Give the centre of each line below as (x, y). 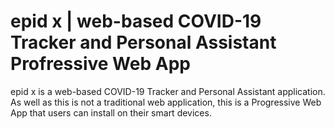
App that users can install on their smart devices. (111, 112)
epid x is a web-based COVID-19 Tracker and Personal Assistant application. (168, 91)
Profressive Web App (100, 64)
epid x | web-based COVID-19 (136, 21)
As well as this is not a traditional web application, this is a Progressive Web (166, 102)
